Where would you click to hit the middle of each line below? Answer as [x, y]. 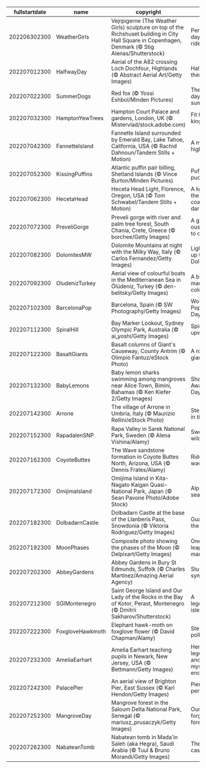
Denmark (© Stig [133, 47]
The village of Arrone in [141, 407]
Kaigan [140, 485]
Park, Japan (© [153, 491]
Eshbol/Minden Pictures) [142, 99]
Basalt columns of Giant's [143, 344]
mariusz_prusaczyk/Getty [144, 722]
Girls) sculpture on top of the [147, 27]
